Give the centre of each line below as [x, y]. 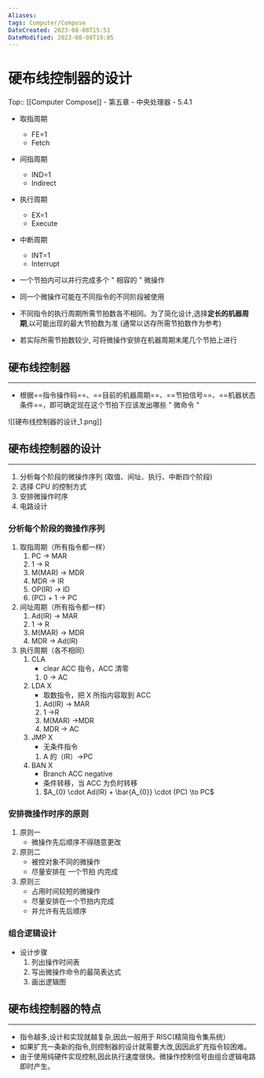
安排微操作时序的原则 [48, 814]
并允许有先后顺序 [59, 911]
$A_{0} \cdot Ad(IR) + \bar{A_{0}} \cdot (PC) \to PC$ [128, 792]
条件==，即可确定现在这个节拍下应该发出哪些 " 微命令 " [110, 405]
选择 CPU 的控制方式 [53, 486]
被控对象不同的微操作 [66, 862]
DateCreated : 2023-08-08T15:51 [59, 30]
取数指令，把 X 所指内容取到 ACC [97, 695]
